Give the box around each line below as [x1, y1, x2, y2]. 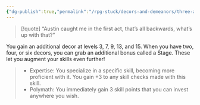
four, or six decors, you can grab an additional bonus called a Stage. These [6, 49, 190, 56]
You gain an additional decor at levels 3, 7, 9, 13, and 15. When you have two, [6, 43, 194, 50]
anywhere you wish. [29, 92, 79, 99]
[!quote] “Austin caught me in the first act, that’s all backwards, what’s [20, 25, 192, 32]
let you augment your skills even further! [6, 55, 105, 62]
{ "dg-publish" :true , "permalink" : [6, 8, 89, 15]
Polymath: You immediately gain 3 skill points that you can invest [29, 85, 189, 93]
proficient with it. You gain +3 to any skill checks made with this [29, 73, 186, 80]
